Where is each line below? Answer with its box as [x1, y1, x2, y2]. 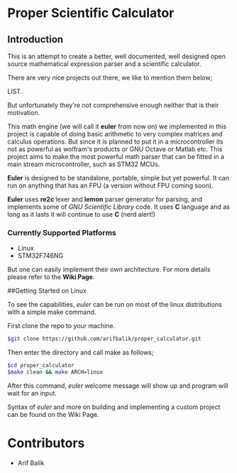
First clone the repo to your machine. [7, 322, 116, 330]
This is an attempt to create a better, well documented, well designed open [7, 52, 226, 60]
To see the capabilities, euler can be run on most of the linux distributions [7, 300, 222, 309]
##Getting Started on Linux [7, 286, 87, 295]
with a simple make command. [7, 308, 97, 317]
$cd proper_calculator [7, 362, 75, 369]
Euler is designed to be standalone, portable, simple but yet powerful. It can [7, 174, 229, 182]
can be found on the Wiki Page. [7, 410, 99, 418]
